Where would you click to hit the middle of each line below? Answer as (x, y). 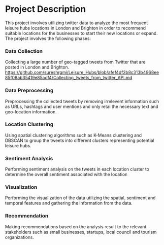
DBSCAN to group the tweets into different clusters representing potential (80, 140)
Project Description (46, 9)
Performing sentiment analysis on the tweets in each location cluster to (77, 169)
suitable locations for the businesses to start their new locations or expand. (82, 33)
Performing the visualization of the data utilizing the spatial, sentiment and (81, 198)
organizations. (20, 237)
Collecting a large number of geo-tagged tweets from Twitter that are (75, 62)
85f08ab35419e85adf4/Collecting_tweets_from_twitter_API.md (69, 78)
